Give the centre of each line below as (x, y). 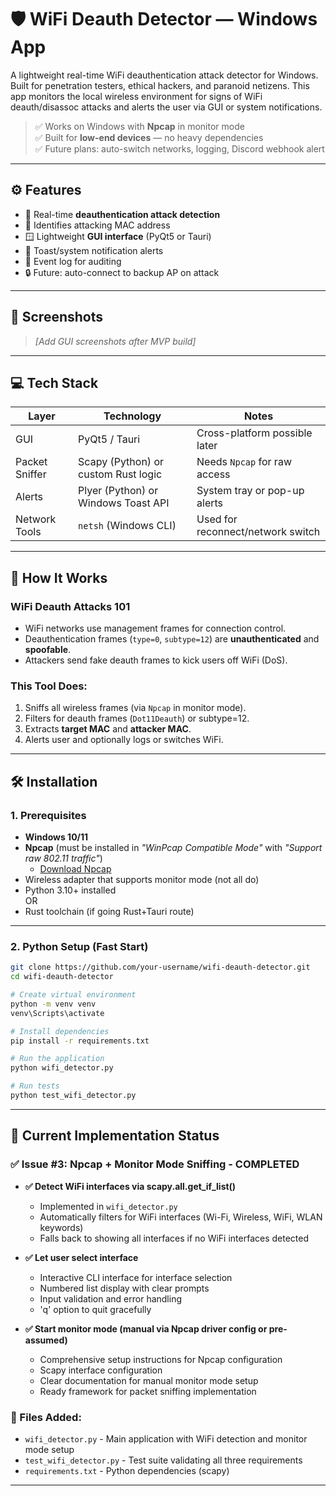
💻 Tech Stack (54, 382)
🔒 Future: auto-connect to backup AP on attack (122, 272)
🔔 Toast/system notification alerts (94, 250)
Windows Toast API (124, 503)
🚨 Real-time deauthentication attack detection (122, 214)
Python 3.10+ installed (70, 890)
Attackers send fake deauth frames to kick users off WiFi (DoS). (156, 660)
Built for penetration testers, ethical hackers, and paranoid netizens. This (160, 85)
